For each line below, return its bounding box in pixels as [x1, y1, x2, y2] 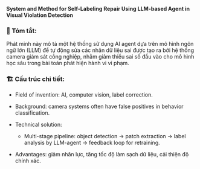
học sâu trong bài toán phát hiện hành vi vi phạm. [6, 60, 130, 67]
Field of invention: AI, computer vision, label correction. [15, 91, 153, 98]
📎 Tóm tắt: [6, 27, 37, 35]
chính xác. [15, 157, 41, 164]
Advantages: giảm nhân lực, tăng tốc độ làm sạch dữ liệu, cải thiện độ [15, 150, 189, 158]
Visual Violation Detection [6, 11, 74, 19]
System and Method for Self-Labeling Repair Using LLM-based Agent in [6, 5, 190, 12]
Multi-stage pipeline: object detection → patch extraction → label [24, 132, 186, 139]
